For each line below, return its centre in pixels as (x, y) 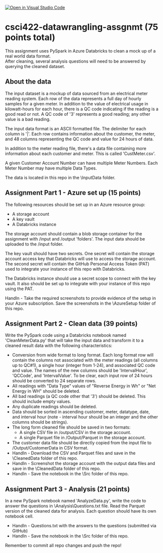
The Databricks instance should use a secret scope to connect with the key (81, 278)
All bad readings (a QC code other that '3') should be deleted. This (79, 397)
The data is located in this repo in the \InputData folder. (60, 177)
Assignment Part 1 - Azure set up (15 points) (73, 193)
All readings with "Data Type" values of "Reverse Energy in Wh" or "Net (84, 386)
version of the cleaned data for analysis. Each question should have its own (81, 511)
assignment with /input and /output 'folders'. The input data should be (75, 239)
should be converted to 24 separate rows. (54, 381)
